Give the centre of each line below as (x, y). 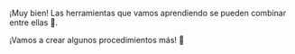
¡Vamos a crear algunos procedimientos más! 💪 (97, 40)
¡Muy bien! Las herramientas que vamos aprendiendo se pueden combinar (148, 13)
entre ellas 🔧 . (34, 22)
